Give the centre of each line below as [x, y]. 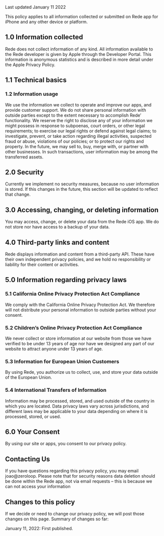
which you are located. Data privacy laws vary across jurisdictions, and [77, 406]
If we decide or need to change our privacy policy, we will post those [75, 513]
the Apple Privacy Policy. [30, 64]
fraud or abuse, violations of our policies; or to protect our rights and [74, 141]
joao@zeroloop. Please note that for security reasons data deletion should [80, 476]
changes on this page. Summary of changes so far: [57, 519]
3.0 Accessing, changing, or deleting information [82, 210]
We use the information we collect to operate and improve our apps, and [78, 104]
